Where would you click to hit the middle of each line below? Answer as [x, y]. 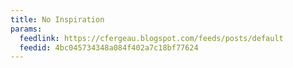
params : [26, 29]
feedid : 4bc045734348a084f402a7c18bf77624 [109, 47]
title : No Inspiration [57, 19]
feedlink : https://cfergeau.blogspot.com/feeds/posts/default [151, 38]
